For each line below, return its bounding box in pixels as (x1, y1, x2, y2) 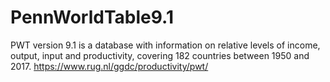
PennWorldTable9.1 (10, 6, 175, 29)
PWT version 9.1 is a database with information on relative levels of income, (10, 39, 321, 51)
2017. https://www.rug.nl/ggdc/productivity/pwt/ (10, 60, 209, 72)
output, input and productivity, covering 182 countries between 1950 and (10, 49, 310, 61)
